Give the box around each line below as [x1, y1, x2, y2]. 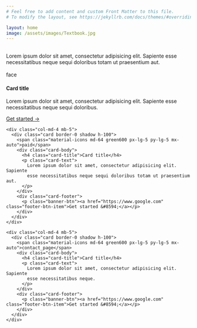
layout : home [6, 25, 38, 31]
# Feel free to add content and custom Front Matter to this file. [6, 8, 175, 15]
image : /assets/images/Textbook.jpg [6, 30, 96, 36]
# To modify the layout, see [6, 14, 77, 20]
